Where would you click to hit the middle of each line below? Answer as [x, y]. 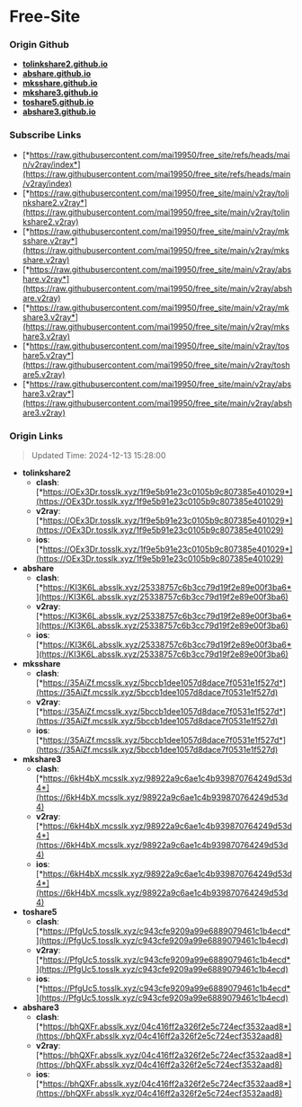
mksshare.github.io [60, 84]
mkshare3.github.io [60, 93]
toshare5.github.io [58, 102]
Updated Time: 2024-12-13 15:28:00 [98, 456]
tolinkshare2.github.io [65, 64]
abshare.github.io [57, 74]
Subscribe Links [45, 135]
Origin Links [36, 436]
